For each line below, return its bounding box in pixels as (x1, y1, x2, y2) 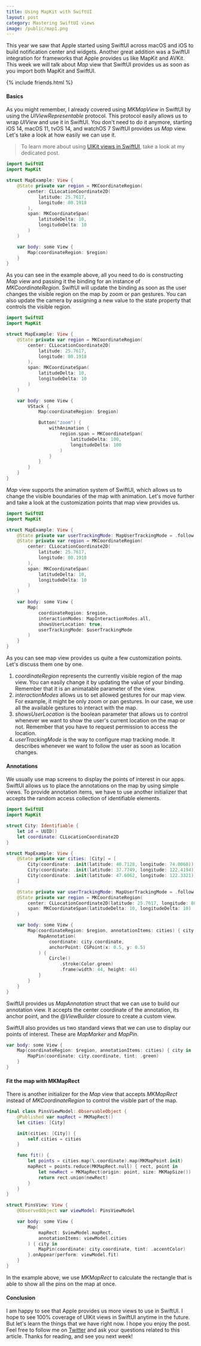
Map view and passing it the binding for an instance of (6, 278, 141, 285)
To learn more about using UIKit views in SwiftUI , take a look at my (20, 143, 185, 150)
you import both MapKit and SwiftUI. (6, 67, 96, 75)
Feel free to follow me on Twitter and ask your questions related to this (6, 1326, 180, 1333)
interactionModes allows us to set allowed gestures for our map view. (14, 691, 187, 698)
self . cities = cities (28, 1136, 82, 1142)
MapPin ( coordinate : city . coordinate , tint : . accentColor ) (38, 1247, 186, 1253)
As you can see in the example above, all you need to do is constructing (6, 271, 184, 279)
